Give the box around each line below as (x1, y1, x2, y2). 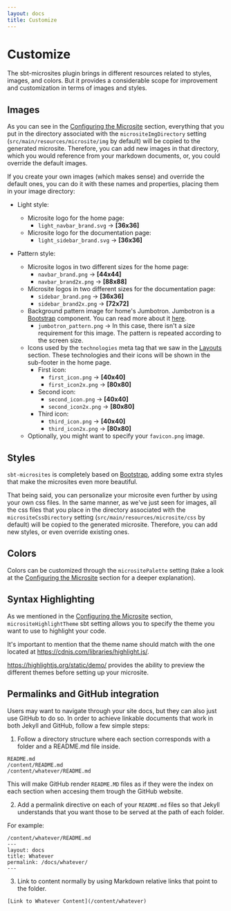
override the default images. (7, 159, 88, 167)
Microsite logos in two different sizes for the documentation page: (27, 285, 216, 293)
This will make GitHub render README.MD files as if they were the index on (7, 780, 214, 788)
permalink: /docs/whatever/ (7, 858, 89, 865)
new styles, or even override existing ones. (7, 528, 130, 536)
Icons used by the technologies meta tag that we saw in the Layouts (27, 344, 222, 352)
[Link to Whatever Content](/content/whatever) (7, 897, 147, 905)
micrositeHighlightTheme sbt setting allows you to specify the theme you (7, 619, 215, 627)
